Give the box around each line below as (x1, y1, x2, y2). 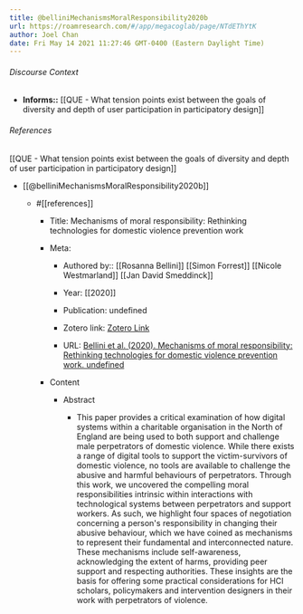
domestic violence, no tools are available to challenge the (76, 459, 291, 471)
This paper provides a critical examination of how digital (76, 411, 286, 422)
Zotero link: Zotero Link (62, 322, 150, 333)
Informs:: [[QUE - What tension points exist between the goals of (22, 94, 267, 105)
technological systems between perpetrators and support (76, 498, 291, 509)
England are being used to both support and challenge (76, 431, 280, 442)
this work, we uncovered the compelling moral (76, 479, 250, 490)
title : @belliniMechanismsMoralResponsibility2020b (9, 13, 208, 23)
